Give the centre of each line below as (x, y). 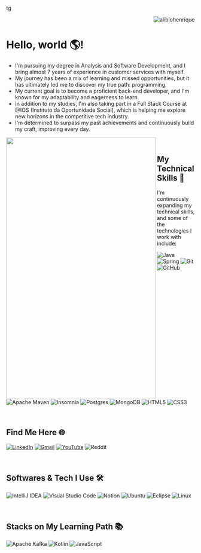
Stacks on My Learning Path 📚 (65, 526)
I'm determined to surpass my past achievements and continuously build (104, 123)
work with (169, 237)
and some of (173, 218)
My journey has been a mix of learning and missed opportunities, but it (102, 78)
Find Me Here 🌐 (36, 433)
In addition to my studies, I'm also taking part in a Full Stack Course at (101, 103)
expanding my (175, 205)
